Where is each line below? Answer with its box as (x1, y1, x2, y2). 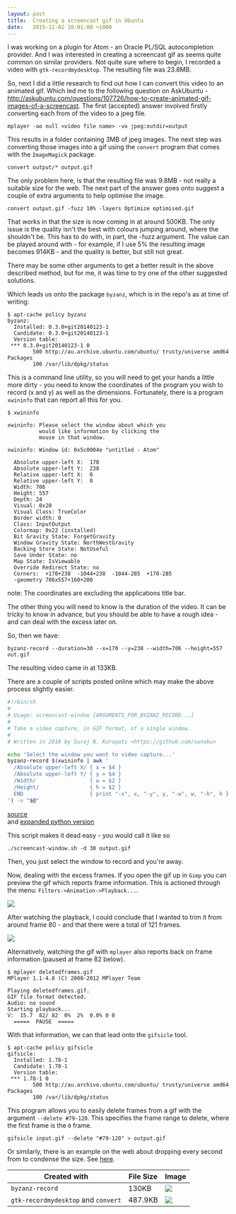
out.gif (7, 652, 30, 659)
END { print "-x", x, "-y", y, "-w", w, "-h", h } (13, 790, 230, 797)
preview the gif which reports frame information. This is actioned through (7, 878, 220, 886)
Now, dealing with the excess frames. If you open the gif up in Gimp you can (7, 871, 228, 879)
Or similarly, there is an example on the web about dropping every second (7, 1147, 223, 1155)
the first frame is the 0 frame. (7, 1121, 92, 1129)
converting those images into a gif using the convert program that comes (7, 143, 220, 151)
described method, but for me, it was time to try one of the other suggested (7, 269, 228, 277)
